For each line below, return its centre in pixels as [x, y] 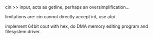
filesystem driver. [23, 31]
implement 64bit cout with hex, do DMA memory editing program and [77, 26]
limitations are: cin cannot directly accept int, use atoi [60, 17]
